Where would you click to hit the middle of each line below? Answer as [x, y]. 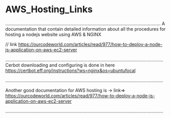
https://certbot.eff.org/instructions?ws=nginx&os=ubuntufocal [70, 70]
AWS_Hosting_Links [49, 9]
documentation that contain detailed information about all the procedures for [85, 29]
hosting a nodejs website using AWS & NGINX [53, 34]
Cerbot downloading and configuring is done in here [60, 65]
